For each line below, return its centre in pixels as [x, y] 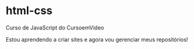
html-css [29, 11]
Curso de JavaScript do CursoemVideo [55, 28]
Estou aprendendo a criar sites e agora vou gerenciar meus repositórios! [97, 39]
